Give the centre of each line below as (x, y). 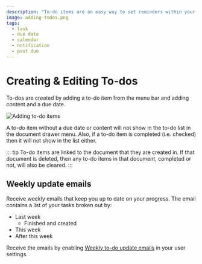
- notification (31, 46)
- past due (25, 51)
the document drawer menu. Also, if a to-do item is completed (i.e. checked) (101, 134)
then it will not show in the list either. (52, 140)
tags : (13, 23)
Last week (28, 217)
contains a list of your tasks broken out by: (59, 205)
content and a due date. (36, 104)
